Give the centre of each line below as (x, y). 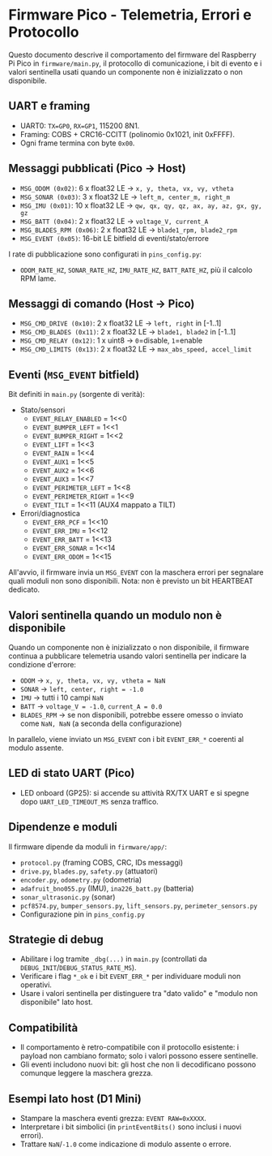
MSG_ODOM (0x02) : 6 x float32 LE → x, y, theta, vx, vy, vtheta (127, 188)
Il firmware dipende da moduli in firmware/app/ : (88, 847)
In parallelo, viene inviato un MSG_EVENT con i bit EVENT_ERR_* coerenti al (126, 739)
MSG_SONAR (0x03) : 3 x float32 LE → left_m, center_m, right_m (125, 196)
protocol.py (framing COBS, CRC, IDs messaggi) (102, 862)
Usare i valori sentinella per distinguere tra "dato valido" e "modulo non (139, 994)
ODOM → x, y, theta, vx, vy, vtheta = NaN (93, 680)
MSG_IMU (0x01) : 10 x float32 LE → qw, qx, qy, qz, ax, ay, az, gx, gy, (141, 205)
